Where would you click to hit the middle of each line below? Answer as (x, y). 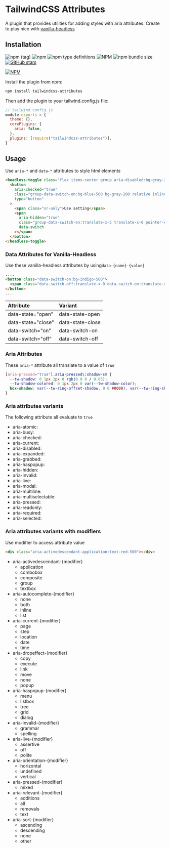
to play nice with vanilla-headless (40, 28)
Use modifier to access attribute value (45, 542)
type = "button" (29, 199)
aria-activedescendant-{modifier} (48, 561)
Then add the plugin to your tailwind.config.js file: (57, 101)
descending (32, 830)
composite (31, 577)
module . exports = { (26, 115)
